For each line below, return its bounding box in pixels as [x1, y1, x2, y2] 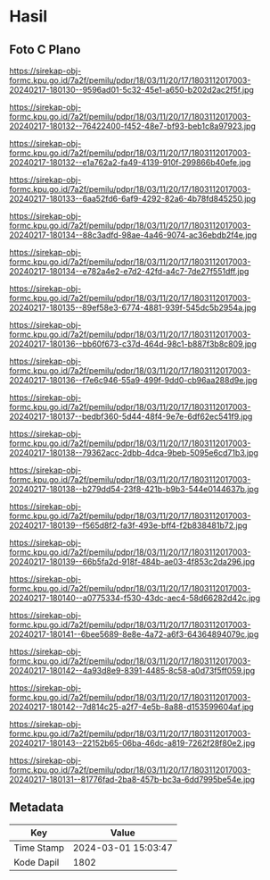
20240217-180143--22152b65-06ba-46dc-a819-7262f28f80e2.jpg [9, 738, 256, 748]
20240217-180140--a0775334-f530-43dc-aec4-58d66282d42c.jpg [9, 592, 261, 603]
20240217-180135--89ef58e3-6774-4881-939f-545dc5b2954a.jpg [9, 302, 257, 313]
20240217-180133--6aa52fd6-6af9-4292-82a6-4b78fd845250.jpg [9, 194, 257, 204]
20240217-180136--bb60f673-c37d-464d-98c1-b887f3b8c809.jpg [9, 339, 257, 349]
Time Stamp [13, 842, 65, 854]
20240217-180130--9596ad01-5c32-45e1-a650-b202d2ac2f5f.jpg [9, 85, 254, 95]
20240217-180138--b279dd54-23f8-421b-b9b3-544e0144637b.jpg [9, 484, 259, 494]
